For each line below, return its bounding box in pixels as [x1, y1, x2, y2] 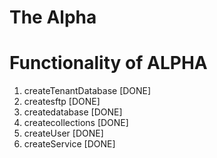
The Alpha [9, 6, 97, 29]
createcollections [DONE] [23, 117, 129, 129]
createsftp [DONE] [23, 96, 101, 108]
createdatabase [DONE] [23, 106, 123, 118]
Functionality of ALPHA [9, 52, 208, 75]
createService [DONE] [23, 138, 116, 150]
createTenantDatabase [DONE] [23, 85, 152, 97]
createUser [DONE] [23, 127, 104, 140]
